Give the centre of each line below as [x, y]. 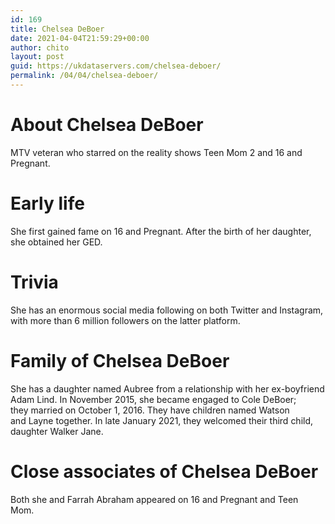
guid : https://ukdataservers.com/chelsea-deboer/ [116, 66]
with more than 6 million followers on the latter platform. [125, 320]
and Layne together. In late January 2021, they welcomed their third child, [162, 420]
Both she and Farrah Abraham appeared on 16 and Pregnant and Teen [154, 499]
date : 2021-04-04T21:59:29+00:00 [80, 38]
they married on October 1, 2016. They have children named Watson [150, 410]
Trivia [34, 282]
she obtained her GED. [56, 242]
